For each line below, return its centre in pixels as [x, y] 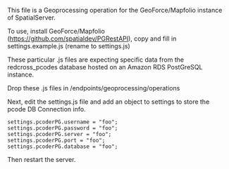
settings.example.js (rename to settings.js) [69, 46]
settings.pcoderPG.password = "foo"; [63, 128]
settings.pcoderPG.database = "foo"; [63, 147]
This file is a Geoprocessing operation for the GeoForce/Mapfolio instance [115, 10]
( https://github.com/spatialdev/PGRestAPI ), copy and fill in [92, 39]
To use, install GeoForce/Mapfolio [56, 31]
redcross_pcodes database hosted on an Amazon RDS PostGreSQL [105, 67]
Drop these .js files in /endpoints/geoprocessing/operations [94, 88]
